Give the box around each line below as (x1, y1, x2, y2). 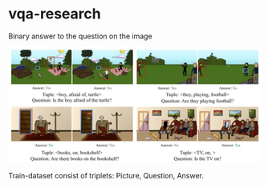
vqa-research (8, 5, 102, 23)
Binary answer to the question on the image (8, 31, 152, 41)
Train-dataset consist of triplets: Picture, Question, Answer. (8, 171, 205, 181)
